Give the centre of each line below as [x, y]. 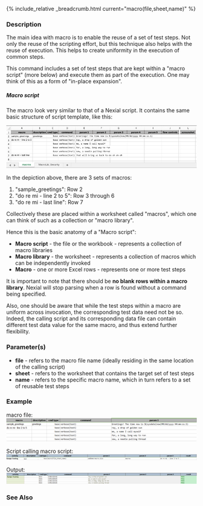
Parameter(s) [26, 347]
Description [24, 24]
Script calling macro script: [40, 451]
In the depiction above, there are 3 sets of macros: [69, 178]
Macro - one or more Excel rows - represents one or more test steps [100, 270]
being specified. [26, 294]
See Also [20, 497]
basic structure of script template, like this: [60, 117]
